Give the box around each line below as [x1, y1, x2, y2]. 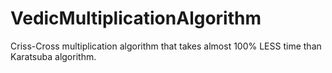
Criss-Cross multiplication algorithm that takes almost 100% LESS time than [10, 40, 322, 52]
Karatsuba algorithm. [10, 50, 97, 62]
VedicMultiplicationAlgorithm [10, 7, 262, 30]
